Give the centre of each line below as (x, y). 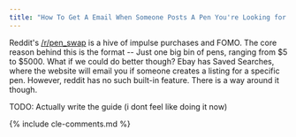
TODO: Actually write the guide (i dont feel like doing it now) (118, 106)
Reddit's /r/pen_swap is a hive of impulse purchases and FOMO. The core (143, 42)
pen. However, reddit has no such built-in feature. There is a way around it (144, 80)
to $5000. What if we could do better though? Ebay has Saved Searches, (142, 61)
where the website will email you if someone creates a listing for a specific (144, 71)
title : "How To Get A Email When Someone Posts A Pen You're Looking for (148, 17)
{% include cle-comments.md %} (70, 124)
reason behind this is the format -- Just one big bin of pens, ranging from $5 (148, 52)
